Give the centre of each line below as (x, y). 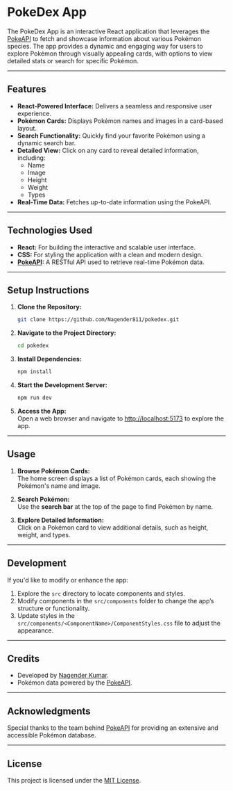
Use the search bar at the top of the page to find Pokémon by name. (115, 506)
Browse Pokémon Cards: (53, 471)
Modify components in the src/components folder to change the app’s (115, 601)
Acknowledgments (49, 711)
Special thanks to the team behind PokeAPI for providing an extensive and (113, 728)
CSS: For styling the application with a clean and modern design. (110, 254)
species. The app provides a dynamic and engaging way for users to (105, 46)
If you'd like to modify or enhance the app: (68, 580)
